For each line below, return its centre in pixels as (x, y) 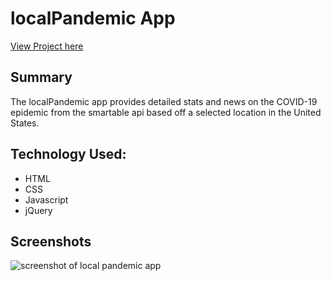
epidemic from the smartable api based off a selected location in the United (166, 112)
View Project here (47, 46)
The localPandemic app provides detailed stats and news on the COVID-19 (164, 101)
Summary (41, 77)
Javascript (46, 199)
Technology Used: (68, 154)
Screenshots (51, 241)
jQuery (38, 210)
